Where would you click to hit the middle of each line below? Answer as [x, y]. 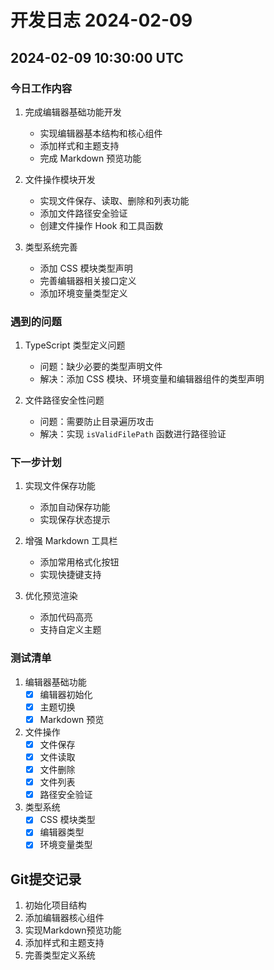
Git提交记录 [46, 879]
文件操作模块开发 [60, 179]
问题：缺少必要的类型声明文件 [101, 367]
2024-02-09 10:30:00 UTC [97, 57]
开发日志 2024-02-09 [101, 20]
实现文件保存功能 [60, 486]
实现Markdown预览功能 [73, 930]
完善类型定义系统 [60, 955]
